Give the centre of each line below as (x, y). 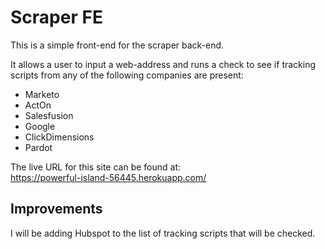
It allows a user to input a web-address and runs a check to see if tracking (163, 64)
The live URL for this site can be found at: (96, 167)
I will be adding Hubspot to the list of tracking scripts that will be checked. (163, 233)
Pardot (38, 147)
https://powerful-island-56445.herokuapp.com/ (108, 177)
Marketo (42, 94)
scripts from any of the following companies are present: (127, 75)
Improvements (56, 209)
